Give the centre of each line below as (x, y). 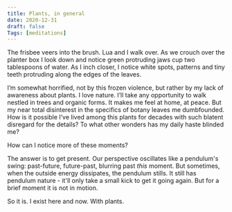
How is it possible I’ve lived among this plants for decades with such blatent (115, 117)
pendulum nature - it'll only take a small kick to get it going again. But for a (113, 181)
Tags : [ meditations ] (37, 33)
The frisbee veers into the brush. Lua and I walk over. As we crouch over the (116, 52)
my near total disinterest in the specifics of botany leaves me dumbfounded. (116, 110)
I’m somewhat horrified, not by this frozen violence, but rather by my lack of (115, 88)
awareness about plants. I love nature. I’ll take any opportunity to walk (107, 95)
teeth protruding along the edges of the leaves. (74, 75)
